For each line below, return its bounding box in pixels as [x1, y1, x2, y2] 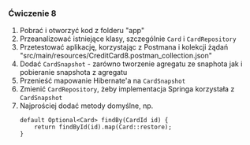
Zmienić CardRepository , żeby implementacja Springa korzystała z [19, 84, 235, 94]
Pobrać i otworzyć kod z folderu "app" [19, 26, 144, 35]
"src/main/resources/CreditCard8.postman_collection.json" [19, 51, 213, 61]
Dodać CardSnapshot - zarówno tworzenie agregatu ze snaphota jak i [19, 59, 243, 69]
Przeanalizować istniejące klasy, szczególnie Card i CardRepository [19, 34, 237, 43]
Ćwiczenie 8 [8, 8, 57, 19]
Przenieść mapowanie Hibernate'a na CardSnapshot [19, 76, 186, 86]
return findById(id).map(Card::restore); [34, 123, 172, 132]
